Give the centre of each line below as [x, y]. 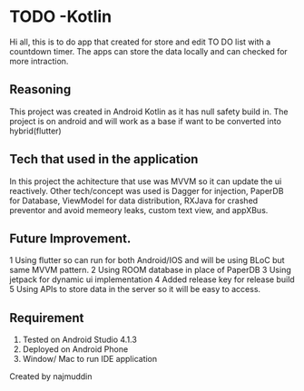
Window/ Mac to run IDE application [90, 359]
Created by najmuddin [51, 376]
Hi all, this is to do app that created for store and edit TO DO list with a [140, 42]
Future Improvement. [70, 238]
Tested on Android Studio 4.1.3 [80, 340]
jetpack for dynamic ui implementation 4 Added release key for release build [152, 279]
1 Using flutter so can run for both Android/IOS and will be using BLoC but [147, 260]
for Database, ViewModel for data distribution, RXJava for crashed [134, 200]
